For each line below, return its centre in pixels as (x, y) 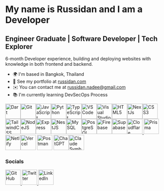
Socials (14, 161)
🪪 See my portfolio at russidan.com (49, 81)
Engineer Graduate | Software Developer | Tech (81, 39)
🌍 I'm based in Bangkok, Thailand (48, 74)
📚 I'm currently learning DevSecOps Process (60, 95)
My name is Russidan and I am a (74, 9)
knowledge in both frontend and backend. (49, 64)
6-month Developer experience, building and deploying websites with (78, 59)
